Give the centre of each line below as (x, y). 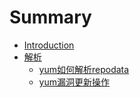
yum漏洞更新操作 (74, 82)
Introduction (49, 45)
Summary (50, 17)
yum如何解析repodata (84, 69)
